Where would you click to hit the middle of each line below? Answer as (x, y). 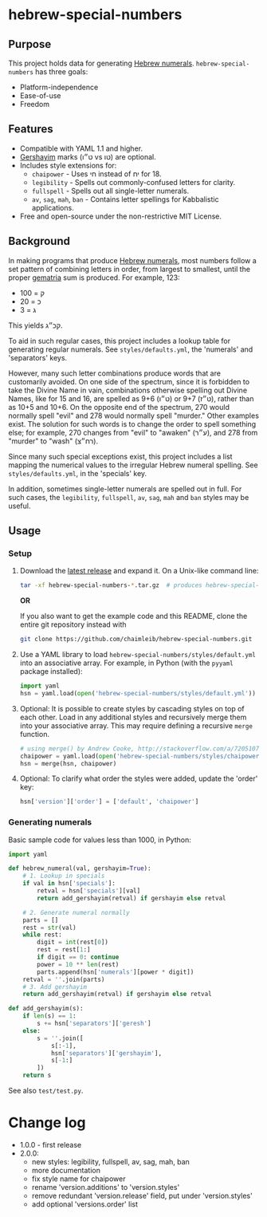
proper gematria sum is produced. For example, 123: (94, 278)
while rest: (42, 935)
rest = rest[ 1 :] (64, 950)
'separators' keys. (38, 357)
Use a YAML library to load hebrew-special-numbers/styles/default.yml (138, 655)
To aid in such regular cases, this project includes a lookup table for (120, 341)
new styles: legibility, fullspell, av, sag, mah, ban (110, 1162)
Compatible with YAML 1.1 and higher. (81, 148)
